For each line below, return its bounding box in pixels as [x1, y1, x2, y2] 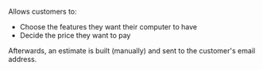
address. [8, 55, 37, 64]
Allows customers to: [8, 7, 77, 16]
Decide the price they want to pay [19, 31, 131, 40]
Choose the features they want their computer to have [19, 22, 197, 31]
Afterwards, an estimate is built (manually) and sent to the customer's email [8, 46, 256, 55]
